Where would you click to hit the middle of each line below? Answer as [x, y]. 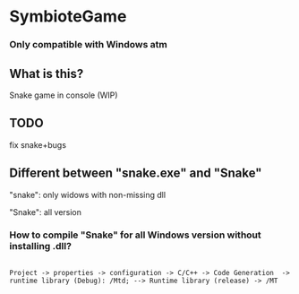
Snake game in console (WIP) [64, 95]
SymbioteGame [68, 17]
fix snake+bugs [38, 144]
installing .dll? [40, 246]
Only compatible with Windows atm [88, 45]
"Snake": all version [46, 212]
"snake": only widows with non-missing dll [88, 195]
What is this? [47, 73]
